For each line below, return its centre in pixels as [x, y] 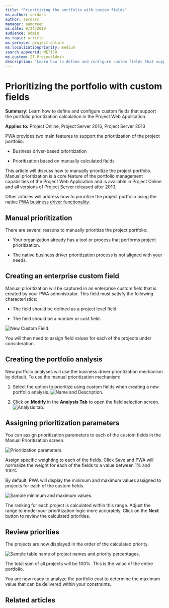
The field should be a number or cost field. [57, 318]
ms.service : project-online [35, 43]
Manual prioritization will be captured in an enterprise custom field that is [81, 288]
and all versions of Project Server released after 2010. [61, 187]
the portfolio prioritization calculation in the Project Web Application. [76, 117]
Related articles [30, 600]
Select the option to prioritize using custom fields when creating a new [86, 386]
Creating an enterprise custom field [62, 276]
